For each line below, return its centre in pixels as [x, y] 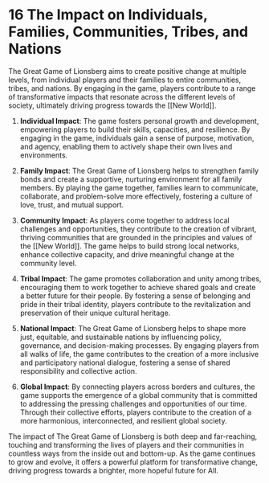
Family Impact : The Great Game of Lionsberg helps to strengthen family [139, 170]
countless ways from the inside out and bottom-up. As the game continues [132, 453]
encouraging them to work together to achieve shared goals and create [138, 287]
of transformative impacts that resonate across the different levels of [122, 96]
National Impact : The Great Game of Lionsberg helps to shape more [133, 328]
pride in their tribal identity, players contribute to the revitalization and [135, 304]
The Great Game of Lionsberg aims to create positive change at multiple [127, 71]
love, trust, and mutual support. [72, 205]
